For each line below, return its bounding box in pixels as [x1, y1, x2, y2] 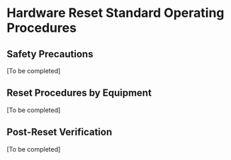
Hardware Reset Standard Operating [6, 5, 225, 21]
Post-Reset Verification [6, 126, 113, 138]
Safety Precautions [6, 48, 94, 60]
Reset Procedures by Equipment [6, 87, 152, 99]
